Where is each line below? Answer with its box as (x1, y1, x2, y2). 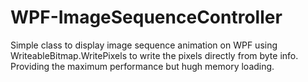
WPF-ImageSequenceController (10, 6, 283, 29)
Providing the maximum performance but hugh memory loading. (10, 60, 275, 72)
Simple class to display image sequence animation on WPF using (10, 39, 278, 51)
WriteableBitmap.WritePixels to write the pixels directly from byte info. (10, 49, 299, 61)
